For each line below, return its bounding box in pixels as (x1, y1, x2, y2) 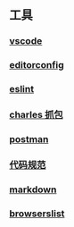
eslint (9, 83, 34, 96)
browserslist (9, 207, 65, 220)
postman (9, 133, 49, 145)
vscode (9, 35, 43, 47)
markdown (9, 183, 57, 196)
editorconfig (9, 59, 64, 71)
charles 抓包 (9, 109, 64, 122)
